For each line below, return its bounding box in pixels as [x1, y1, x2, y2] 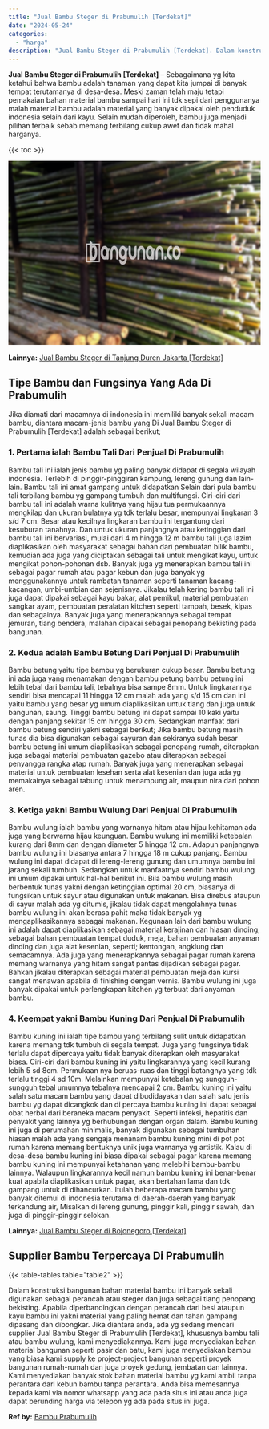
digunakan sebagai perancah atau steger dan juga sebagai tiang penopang [8, 1294, 256, 1304]
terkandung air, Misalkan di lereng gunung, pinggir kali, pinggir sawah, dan [8, 1201, 255, 1211]
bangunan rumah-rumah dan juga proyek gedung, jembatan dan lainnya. [8, 1362, 247, 1372]
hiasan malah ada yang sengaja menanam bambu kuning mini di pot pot [8, 1133, 245, 1143]
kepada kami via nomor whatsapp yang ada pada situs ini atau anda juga [8, 1388, 248, 1398]
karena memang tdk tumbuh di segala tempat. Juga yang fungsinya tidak [8, 1039, 250, 1050]
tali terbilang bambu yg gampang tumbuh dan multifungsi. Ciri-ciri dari [8, 490, 241, 500]
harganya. [8, 129, 42, 140]
